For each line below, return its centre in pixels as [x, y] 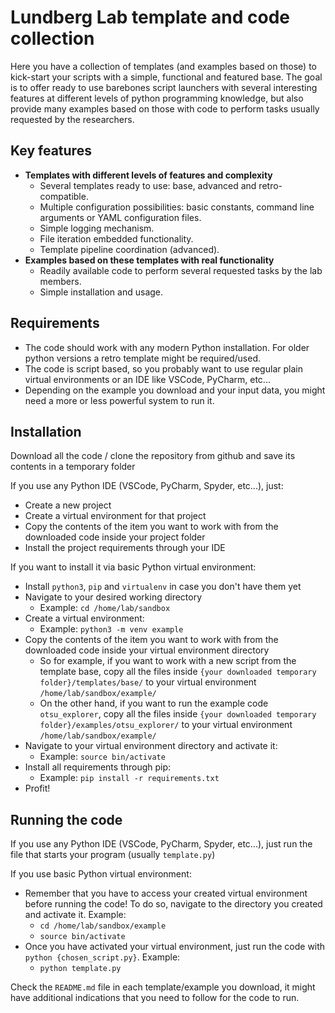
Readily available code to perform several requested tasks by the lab [181, 270]
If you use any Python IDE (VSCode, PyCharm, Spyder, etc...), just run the [161, 844]
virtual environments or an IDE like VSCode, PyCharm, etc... [147, 379]
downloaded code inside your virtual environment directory [147, 650]
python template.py [80, 969]
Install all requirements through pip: [98, 767]
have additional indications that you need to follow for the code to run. [155, 998]
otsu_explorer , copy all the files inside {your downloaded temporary [178, 714]
